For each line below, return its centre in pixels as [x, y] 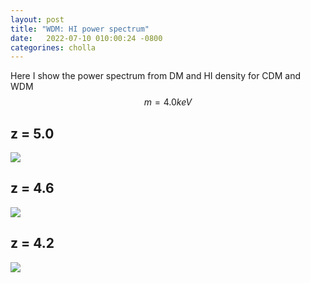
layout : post [37, 19]
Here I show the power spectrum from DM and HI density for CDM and [155, 76]
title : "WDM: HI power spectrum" [80, 29]
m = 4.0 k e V [168, 102]
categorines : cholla [53, 47]
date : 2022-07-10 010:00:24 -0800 [86, 38]
